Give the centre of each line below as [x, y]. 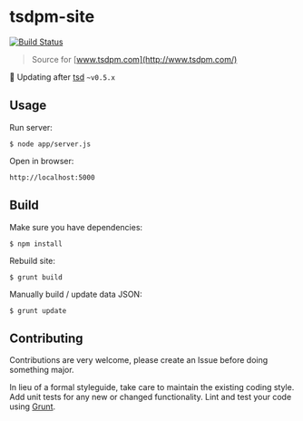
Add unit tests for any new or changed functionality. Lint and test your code [151, 397]
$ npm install [36, 244]
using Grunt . [33, 406]
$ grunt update [38, 310]
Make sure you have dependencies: [76, 227]
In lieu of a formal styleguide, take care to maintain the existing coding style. [152, 387]
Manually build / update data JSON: [76, 294]
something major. [42, 370]
